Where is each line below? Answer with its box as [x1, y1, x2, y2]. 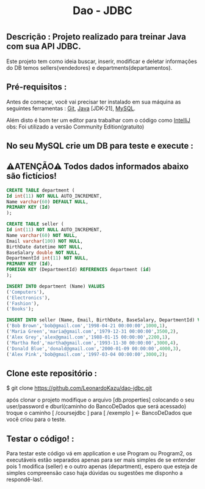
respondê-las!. [6, 476, 43, 483]
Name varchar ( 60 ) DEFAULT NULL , [6, 198, 88, 205]
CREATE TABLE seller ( [6, 221, 64, 227]
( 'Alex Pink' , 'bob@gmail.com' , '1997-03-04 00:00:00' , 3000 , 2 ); [6, 351, 168, 357]
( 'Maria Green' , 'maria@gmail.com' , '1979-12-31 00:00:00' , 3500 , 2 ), [6, 329, 179, 335]
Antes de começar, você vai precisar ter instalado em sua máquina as [6, 98, 181, 105]
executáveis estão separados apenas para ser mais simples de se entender [6, 457, 196, 464]
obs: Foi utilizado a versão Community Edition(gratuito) [6, 123, 145, 130]
